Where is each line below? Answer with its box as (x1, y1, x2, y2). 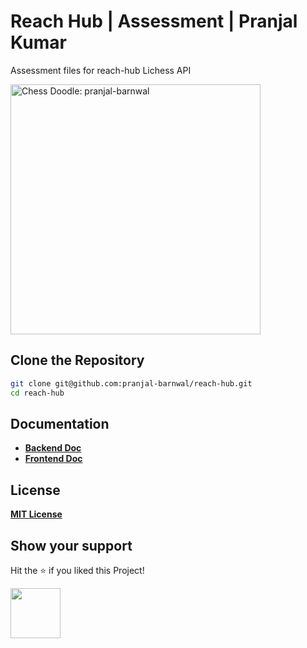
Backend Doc (24, 442, 82, 454)
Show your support (10, 537, 133, 554)
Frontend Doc (24, 453, 83, 465)
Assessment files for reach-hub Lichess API (10, 64, 192, 76)
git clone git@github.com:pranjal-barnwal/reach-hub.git (10, 378, 253, 389)
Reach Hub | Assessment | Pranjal (10, 10, 298, 33)
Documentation (10, 415, 110, 432)
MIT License (10, 508, 63, 520)
